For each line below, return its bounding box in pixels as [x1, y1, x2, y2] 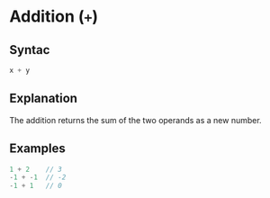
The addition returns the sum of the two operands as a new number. [9, 114, 263, 125]
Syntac [9, 42, 50, 58]
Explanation [9, 91, 78, 106]
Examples [9, 141, 66, 157]
